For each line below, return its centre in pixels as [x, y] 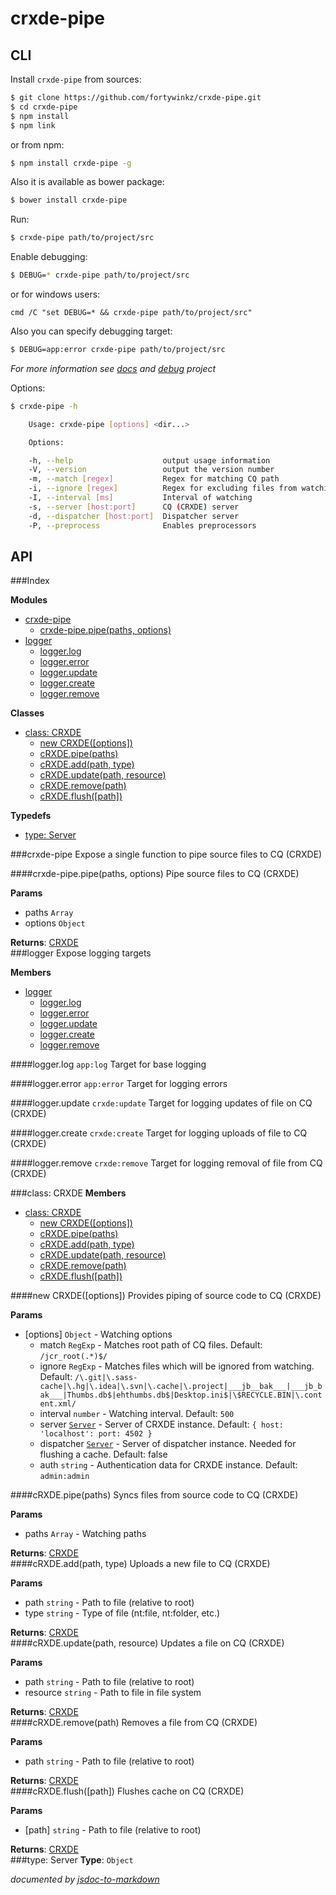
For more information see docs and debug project [113, 368]
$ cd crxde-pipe [44, 107]
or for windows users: [55, 294]
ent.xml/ [58, 1404]
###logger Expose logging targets [81, 953]
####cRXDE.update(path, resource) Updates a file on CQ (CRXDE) [147, 1643]
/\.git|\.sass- [106, 1378]
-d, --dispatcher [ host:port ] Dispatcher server [134, 516]
